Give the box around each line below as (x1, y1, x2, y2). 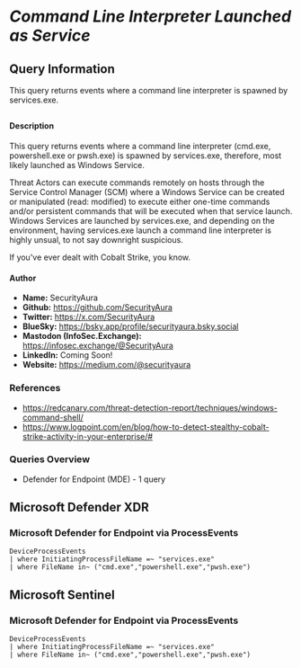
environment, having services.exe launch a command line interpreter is (9, 225, 272, 236)
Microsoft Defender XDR (9, 500, 150, 515)
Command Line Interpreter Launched (9, 6, 292, 27)
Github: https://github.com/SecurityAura (22, 302, 173, 313)
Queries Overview (9, 453, 91, 466)
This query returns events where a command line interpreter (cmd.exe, (9, 141, 271, 151)
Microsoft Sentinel (9, 587, 115, 602)
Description (9, 120, 55, 131)
